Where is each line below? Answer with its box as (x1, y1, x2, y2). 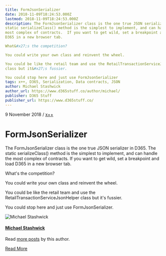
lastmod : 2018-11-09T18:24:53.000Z (5, 16, 79, 21)
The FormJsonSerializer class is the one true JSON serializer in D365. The (5, 145, 156, 151)
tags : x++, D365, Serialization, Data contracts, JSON (5, 79, 121, 84)
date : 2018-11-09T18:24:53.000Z (5, 12, 72, 17)
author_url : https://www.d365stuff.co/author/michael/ (5, 89, 121, 94)
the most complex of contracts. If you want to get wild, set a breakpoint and (5, 155, 160, 161)
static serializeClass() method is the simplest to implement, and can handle (5, 150, 158, 156)
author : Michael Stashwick (5, 84, 61, 89)
